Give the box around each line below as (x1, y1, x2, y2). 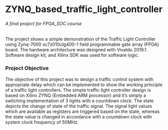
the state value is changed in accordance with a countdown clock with (5, 113, 152, 119)
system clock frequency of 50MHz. (5, 119, 79, 125)
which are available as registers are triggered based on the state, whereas (5, 108, 160, 114)
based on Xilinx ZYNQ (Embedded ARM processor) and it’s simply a (5, 92, 146, 98)
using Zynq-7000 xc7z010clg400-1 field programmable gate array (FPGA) (5, 41, 159, 47)
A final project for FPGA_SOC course (5, 20, 82, 26)
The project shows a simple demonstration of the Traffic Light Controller (5, 36, 156, 42)
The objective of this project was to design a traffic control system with (5, 76, 154, 82)
